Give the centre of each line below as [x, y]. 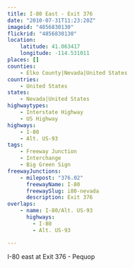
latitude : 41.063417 [50, 47]
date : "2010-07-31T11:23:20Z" [52, 20]
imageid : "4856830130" [41, 27]
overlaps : [22, 204]
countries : [23, 79]
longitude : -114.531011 [55, 54]
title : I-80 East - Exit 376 [50, 14]
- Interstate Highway [51, 112]
